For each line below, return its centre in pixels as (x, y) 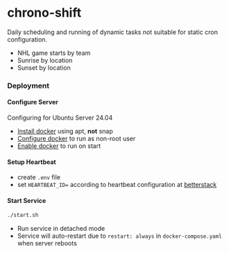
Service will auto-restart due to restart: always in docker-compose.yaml (119, 236)
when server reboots (47, 243)
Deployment (28, 85)
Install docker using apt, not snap (65, 131)
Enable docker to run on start (59, 146)
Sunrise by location (45, 60)
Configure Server (33, 102)
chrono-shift (44, 13)
